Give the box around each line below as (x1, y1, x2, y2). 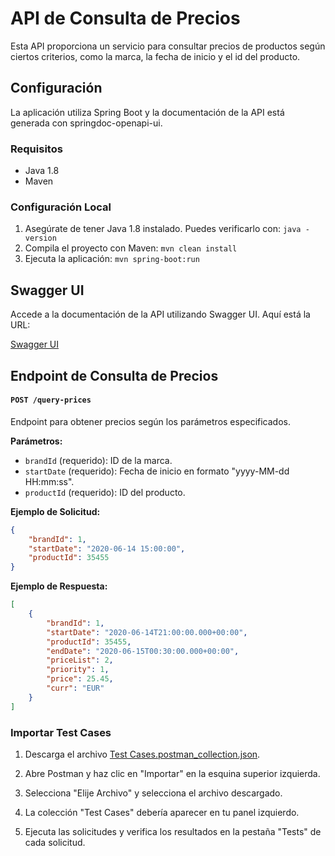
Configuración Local (10, 200, 112, 214)
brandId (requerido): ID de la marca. (24, 454, 173, 466)
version (24, 233, 57, 244)
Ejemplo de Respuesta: (10, 580, 108, 592)
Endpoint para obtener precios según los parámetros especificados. (10, 415, 291, 427)
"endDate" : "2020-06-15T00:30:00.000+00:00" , (46, 646, 240, 656)
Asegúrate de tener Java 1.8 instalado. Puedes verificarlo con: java (24, 223, 302, 235)
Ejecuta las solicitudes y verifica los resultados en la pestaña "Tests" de (24, 825, 322, 837)
